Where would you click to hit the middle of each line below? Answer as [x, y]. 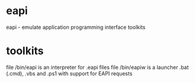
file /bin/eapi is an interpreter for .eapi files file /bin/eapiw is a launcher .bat [97, 67]
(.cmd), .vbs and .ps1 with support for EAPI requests [69, 73]
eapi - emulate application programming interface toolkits [76, 27]
